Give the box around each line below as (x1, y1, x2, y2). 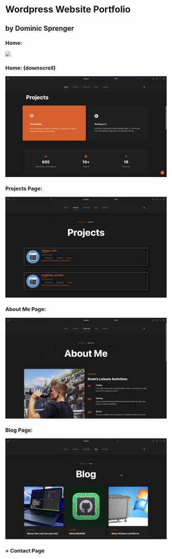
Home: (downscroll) (5, 64, 56, 71)
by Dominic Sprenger (5, 24, 74, 33)
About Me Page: (5, 306, 46, 313)
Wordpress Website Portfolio (5, 4, 131, 15)
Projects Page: (5, 185, 42, 192)
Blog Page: (5, 426, 33, 434)
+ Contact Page (5, 547, 45, 554)
